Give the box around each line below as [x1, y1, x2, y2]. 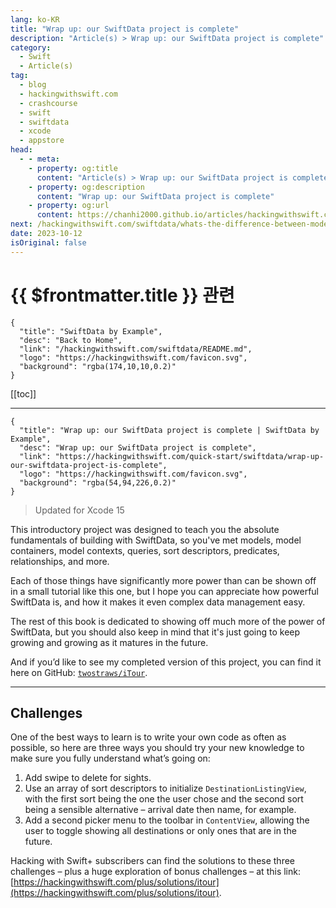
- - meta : [19, 154, 60, 164]
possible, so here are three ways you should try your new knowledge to [10, 742, 305, 754]
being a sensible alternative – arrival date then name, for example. [24, 804, 297, 816]
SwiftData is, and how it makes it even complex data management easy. [10, 596, 306, 608]
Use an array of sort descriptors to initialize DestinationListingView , [24, 782, 307, 795]
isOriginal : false [10, 237, 87, 248]
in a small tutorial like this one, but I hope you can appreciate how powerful [10, 585, 319, 597]
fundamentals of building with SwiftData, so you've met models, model [10, 534, 302, 546]
